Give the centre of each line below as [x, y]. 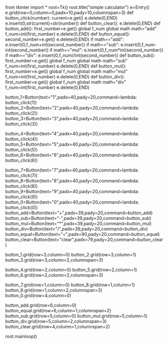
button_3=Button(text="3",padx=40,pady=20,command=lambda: [72, 118]
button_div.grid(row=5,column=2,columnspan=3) [56, 321]
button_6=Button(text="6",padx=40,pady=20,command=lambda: [72, 155]
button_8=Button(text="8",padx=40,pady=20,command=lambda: [72, 181]
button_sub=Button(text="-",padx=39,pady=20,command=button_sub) [78, 218]
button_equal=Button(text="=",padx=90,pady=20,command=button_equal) [82, 234]
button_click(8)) [22, 186]
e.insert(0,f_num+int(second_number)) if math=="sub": [62, 45]
